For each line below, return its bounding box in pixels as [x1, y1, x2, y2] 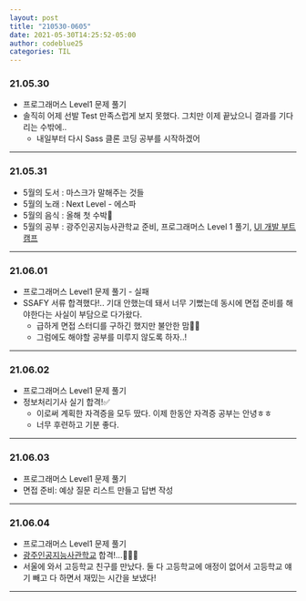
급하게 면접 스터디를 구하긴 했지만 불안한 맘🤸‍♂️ [36, 321, 200, 331]
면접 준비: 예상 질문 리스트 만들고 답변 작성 [22, 484, 174, 495]
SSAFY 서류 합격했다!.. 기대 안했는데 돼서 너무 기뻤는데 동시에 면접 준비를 [22, 298, 284, 309]
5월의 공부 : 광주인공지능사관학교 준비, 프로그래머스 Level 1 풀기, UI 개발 [22, 220, 280, 232]
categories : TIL [9, 47, 71, 56]
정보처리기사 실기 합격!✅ [22, 397, 111, 408]
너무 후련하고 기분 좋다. [36, 420, 120, 431]
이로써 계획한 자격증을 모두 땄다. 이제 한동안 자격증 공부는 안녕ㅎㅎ [36, 408, 272, 419]
